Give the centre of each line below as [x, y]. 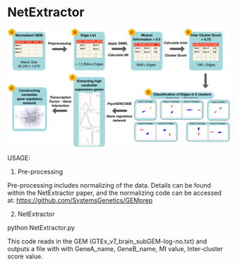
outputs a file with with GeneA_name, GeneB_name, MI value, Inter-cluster [115, 248]
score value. [25, 256]
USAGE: [19, 158]
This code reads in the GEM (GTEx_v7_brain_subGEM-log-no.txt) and [107, 241]
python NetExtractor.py [41, 227]
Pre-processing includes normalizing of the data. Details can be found [109, 185]
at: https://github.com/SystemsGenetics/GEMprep [80, 200]
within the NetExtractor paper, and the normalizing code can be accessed [115, 193]
